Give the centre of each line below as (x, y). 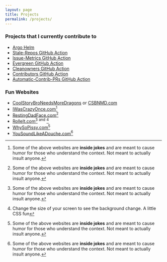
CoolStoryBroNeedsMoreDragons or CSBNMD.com (65, 103)
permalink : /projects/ (29, 19)
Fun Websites (22, 92)
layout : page (19, 10)
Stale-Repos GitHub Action (40, 52)
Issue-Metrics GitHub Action (42, 58)
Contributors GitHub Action (40, 74)
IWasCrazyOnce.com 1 (35, 109)
